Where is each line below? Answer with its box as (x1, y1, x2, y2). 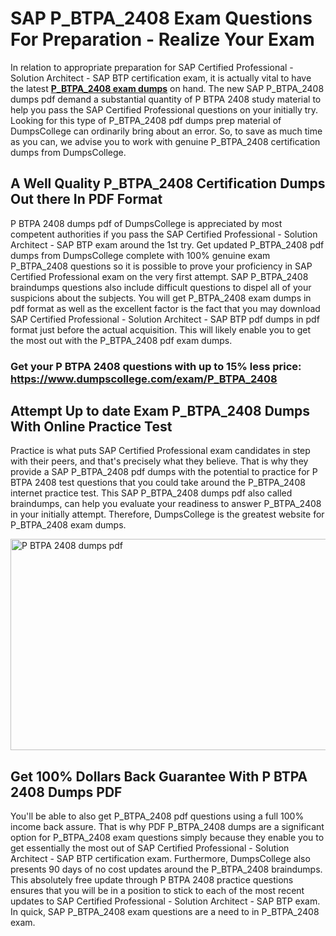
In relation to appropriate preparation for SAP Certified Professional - (10, 61, 294, 73)
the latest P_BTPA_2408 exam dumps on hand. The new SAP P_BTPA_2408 (10, 82, 325, 94)
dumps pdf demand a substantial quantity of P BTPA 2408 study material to (10, 93, 322, 105)
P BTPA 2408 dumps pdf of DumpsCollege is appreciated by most (10, 217, 283, 229)
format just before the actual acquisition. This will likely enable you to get (10, 323, 312, 336)
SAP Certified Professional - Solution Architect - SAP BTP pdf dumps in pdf (10, 313, 320, 325)
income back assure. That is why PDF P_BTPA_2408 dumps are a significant (10, 821, 325, 833)
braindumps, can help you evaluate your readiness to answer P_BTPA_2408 (10, 498, 322, 510)
